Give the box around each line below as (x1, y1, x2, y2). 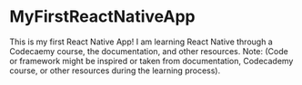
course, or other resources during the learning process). (9, 65, 221, 76)
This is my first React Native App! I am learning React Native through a (9, 36, 273, 47)
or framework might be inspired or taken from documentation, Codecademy (9, 55, 294, 66)
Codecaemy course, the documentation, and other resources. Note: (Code (9, 45, 288, 56)
